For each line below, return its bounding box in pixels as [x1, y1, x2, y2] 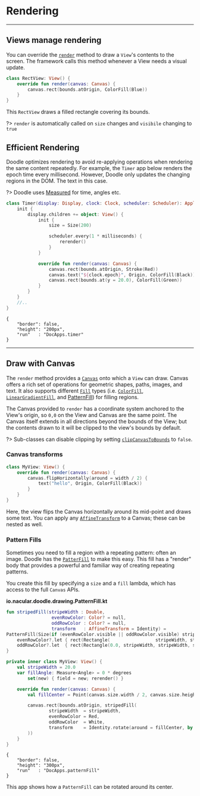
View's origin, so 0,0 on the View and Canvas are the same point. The [6, 411, 177, 418]
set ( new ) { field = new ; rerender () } [27, 675, 124, 681]
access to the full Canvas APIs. [6, 586, 80, 593]
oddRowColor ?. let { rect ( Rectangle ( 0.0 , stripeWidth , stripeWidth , [17, 643, 190, 649]
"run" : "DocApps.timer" [17, 331, 84, 338]
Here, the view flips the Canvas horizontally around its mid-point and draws [6, 508, 192, 515]
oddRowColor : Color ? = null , [51, 620, 127, 626]
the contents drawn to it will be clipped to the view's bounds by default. [6, 424, 182, 431]
